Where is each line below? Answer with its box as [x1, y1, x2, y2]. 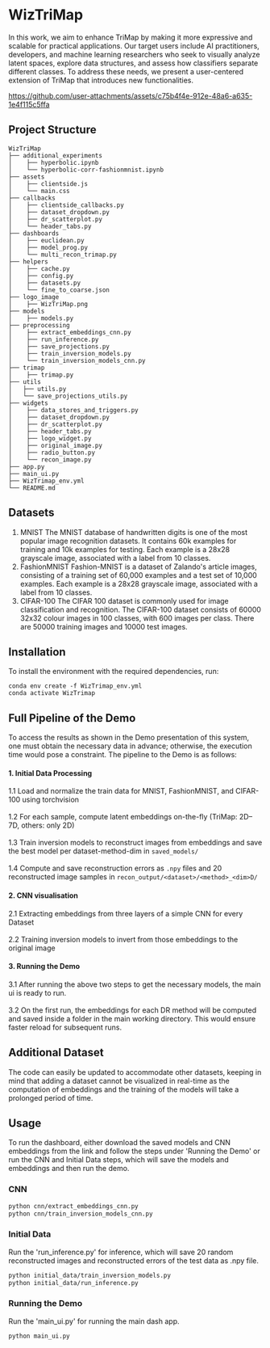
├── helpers [8, 257, 48, 266]
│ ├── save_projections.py [8, 342, 110, 351]
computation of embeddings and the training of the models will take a [8, 1085, 239, 1094]
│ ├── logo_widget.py [8, 434, 92, 442]
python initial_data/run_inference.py [8, 1278, 139, 1287]
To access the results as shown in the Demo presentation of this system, [8, 733, 250, 743]
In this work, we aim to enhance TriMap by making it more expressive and [8, 32, 253, 42]
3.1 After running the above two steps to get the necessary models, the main [8, 979, 262, 989]
